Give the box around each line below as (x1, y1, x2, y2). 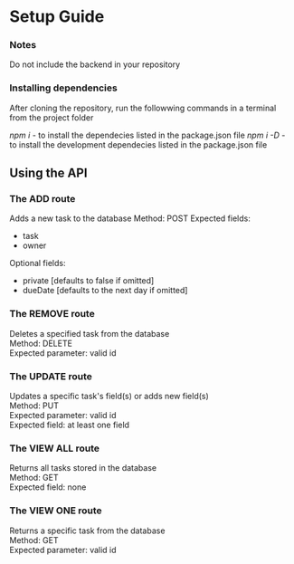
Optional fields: (9, 258, 66, 269)
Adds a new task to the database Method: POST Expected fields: (9, 213, 251, 224)
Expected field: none (9, 482, 87, 492)
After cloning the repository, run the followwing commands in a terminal (9, 102, 277, 113)
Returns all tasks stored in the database (9, 463, 156, 473)
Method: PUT (9, 400, 60, 411)
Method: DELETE (9, 338, 72, 349)
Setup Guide (9, 6, 105, 27)
